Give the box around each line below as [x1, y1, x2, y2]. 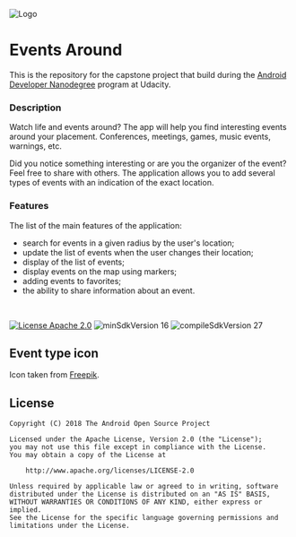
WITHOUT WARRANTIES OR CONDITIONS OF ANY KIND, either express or [9, 498, 263, 507]
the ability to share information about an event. [22, 285, 196, 296]
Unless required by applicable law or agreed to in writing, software [9, 482, 279, 491]
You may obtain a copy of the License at [9, 451, 167, 460]
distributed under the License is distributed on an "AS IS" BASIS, [9, 489, 271, 499]
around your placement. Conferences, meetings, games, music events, [9, 131, 271, 143]
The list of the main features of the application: [9, 220, 182, 230]
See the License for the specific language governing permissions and [9, 514, 279, 523]
